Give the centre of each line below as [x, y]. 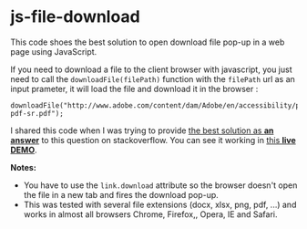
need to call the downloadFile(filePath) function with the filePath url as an [153, 78]
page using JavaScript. [54, 51]
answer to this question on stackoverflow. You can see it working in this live [153, 140]
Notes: [24, 167]
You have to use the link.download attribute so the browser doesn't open [160, 185]
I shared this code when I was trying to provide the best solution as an [142, 130]
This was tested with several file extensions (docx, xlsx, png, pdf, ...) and [160, 204]
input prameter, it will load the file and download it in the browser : [134, 88]
